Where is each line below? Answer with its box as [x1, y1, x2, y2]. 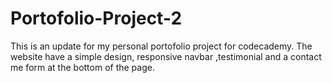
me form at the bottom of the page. [10, 61, 155, 73]
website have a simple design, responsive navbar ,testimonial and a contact [10, 50, 322, 62]
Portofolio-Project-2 [10, 7, 183, 30]
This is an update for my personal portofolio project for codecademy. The [10, 40, 313, 52]
